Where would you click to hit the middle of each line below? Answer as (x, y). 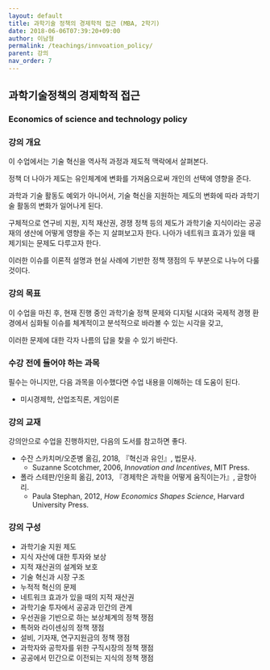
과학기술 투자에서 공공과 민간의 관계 (76, 607)
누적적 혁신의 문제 (48, 587)
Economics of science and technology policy (98, 120)
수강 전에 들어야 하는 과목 (54, 363)
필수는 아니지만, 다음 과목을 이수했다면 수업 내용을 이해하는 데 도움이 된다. (124, 382)
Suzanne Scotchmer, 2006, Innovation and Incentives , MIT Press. (141, 468)
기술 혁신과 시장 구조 (52, 577)
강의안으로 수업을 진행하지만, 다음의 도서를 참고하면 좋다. (98, 441)
